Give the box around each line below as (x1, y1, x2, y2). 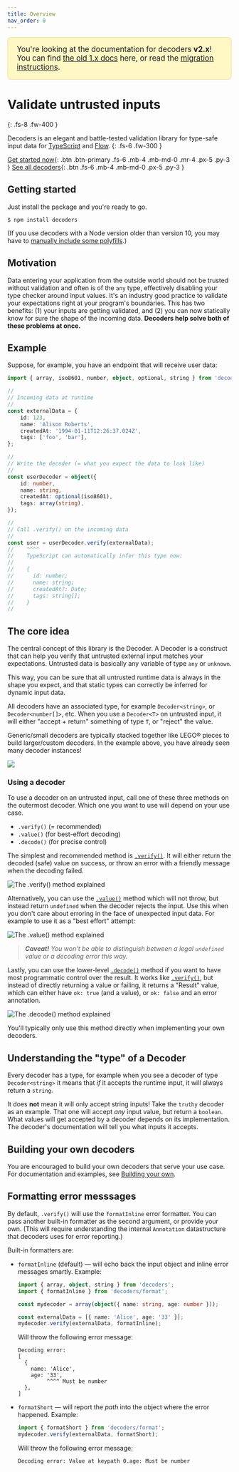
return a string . (7, 1086, 53, 1095)
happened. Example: (17, 1411, 78, 1419)
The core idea (7, 625, 70, 637)
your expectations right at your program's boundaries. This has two (7, 299, 205, 307)
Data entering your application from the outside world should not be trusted (7, 276, 229, 284)
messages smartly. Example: (17, 1267, 102, 1276)
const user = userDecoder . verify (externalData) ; (7, 539, 154, 546)
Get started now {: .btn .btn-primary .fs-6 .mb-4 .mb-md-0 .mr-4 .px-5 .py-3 (7, 155, 230, 164)
